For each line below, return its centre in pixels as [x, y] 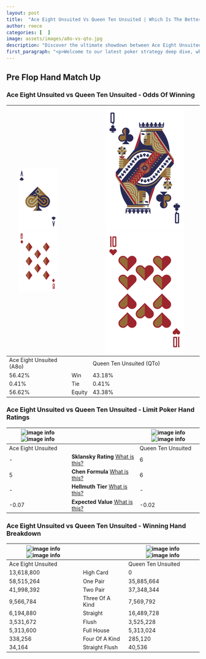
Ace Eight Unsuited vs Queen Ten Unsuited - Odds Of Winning [101, 95]
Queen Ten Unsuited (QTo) [127, 363]
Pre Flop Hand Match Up [54, 78]
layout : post [23, 13]
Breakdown [24, 534]
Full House [96, 630]
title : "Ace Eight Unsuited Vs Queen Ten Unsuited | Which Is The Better [104, 19]
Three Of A [97, 598]
